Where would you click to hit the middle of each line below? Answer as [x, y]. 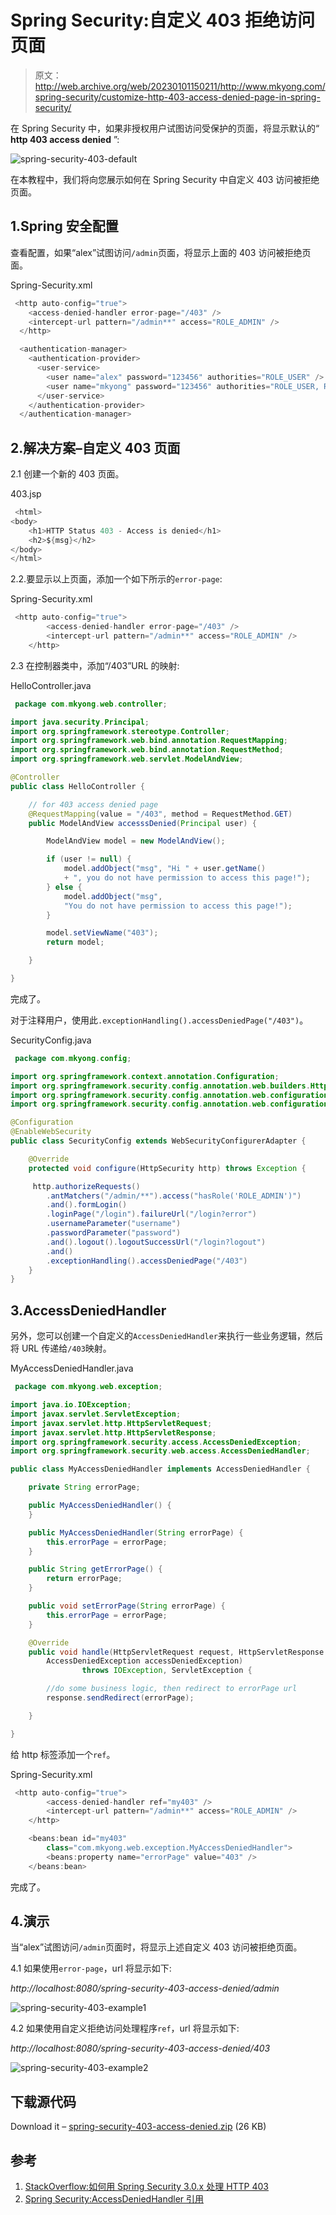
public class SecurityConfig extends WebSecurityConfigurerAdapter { [158, 1141]
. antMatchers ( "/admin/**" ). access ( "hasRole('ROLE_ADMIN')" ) [174, 1196]
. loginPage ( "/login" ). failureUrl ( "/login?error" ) [151, 1214]
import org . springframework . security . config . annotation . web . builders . [160, 1086]
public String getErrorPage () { [95, 1569]
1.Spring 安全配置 [64, 226]
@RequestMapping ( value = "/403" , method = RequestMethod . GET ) [160, 814]
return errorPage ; [84, 1579]
